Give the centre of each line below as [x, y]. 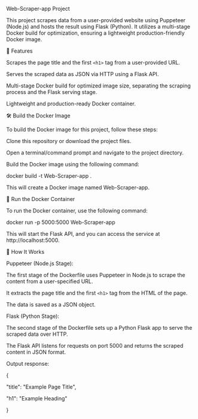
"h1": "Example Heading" [37, 398]
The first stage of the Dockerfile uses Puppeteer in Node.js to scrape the [96, 275]
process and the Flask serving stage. [52, 92]
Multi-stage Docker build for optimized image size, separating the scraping [99, 86]
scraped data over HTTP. [37, 334]
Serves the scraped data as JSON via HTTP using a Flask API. [83, 74]
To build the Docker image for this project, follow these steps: [82, 129]
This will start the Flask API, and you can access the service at [83, 234]
